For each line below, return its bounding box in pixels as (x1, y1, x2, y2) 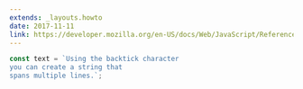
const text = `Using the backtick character (9, 55, 179, 64)
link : (9, 30, 30, 39)
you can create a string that (9, 63, 124, 72)
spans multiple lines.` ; (9, 71, 103, 81)
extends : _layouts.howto (9, 13, 103, 22)
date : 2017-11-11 (9, 22, 75, 31)
